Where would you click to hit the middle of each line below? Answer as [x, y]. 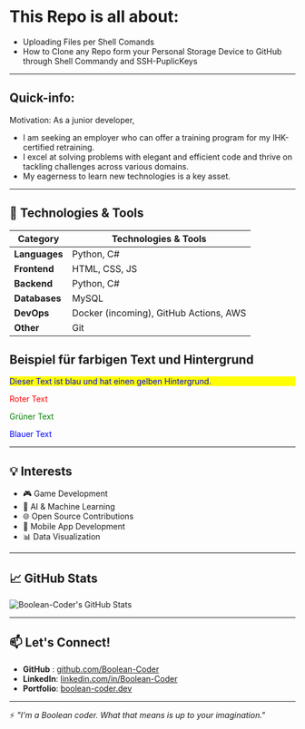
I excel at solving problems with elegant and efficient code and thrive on [157, 157]
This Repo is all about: [94, 17]
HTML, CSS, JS [105, 268]
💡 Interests [41, 471]
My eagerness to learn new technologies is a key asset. [127, 176]
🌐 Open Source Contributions [78, 516]
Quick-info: [42, 98]
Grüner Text [32, 417]
